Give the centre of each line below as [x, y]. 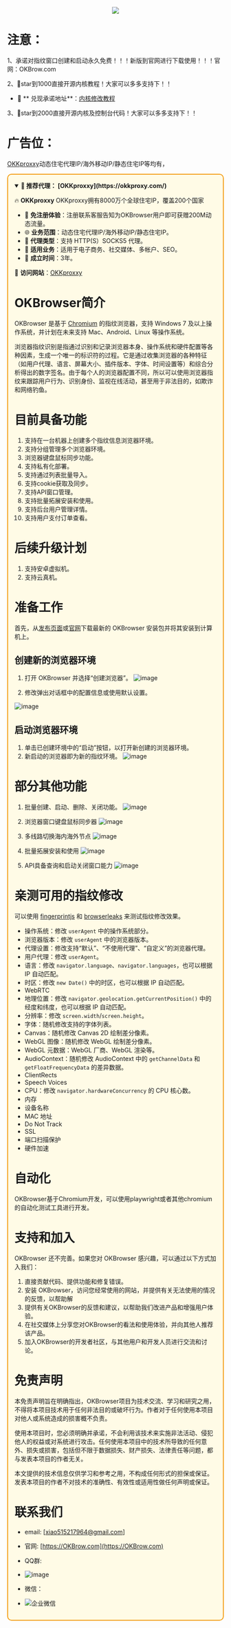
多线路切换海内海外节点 [58, 836]
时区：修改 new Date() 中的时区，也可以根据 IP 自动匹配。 [106, 983]
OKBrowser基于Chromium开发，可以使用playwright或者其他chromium [113, 1199]
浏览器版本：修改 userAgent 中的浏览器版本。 [88, 940]
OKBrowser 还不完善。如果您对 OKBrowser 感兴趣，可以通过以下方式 [113, 1258]
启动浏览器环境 [46, 730]
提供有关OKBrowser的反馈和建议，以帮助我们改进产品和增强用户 [116, 1307]
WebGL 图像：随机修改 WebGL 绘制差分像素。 [90, 1042]
